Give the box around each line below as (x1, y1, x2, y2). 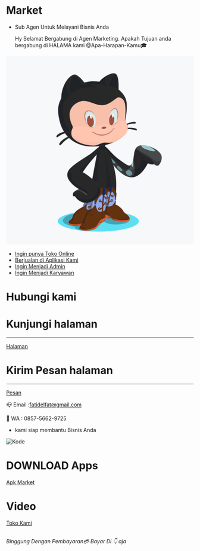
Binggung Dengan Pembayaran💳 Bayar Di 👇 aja (6, 537, 127, 544)
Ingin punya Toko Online (14, 250, 74, 257)
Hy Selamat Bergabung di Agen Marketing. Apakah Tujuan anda (14, 35, 171, 42)
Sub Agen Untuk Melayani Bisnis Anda (14, 23, 109, 30)
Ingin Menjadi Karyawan (14, 269, 74, 276)
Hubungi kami (6, 290, 77, 304)
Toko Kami (6, 519, 32, 526)
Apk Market (6, 479, 35, 486)
